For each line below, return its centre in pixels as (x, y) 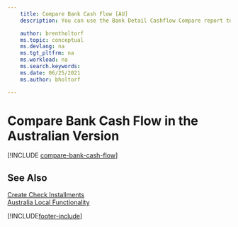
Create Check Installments (46, 195)
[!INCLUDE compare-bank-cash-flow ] (63, 155)
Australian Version (63, 136)
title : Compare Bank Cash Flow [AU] (74, 14)
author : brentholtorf (52, 33)
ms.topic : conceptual (52, 40)
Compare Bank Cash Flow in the (103, 121)
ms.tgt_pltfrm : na (47, 53)
